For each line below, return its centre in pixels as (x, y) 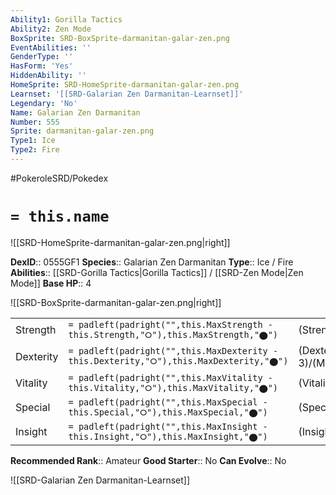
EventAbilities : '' (51, 47)
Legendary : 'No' (44, 103)
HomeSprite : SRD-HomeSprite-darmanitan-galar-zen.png (125, 85)
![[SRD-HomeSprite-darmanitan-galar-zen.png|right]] (120, 242)
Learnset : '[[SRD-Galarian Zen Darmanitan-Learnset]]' (127, 94)
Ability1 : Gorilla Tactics (66, 19)
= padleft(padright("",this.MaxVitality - (170, 377)
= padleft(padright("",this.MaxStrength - (170, 324)
